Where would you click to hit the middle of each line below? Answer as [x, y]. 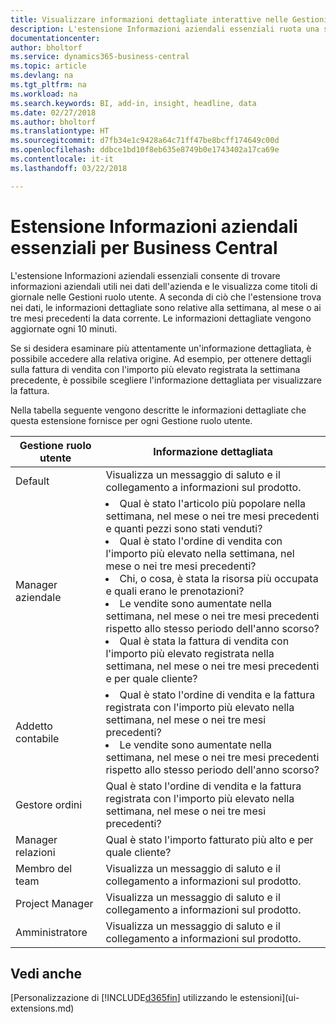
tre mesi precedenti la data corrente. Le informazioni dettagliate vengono [161, 318]
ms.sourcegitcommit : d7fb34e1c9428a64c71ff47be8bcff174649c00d [145, 141]
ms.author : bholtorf [53, 122]
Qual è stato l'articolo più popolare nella [213, 503]
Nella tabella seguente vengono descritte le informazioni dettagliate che [158, 410]
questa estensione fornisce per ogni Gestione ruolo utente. [131, 420]
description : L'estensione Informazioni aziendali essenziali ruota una [165, 29]
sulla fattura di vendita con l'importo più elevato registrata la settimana [155, 369]
